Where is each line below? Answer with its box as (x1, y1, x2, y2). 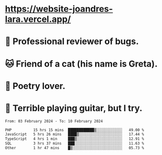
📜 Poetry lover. (5, 80, 65, 91)
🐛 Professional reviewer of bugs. (5, 36, 139, 47)
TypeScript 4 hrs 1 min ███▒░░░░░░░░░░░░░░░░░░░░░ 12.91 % (5, 137, 145, 141)
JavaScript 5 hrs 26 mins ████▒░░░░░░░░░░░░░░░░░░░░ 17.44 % (5, 132, 145, 137)
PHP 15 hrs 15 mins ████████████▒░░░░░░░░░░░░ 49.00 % (5, 127, 145, 132)
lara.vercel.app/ (5, 14, 71, 25)
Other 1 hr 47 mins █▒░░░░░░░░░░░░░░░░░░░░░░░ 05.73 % (5, 146, 145, 151)
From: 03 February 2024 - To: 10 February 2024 (5, 119, 103, 123)
